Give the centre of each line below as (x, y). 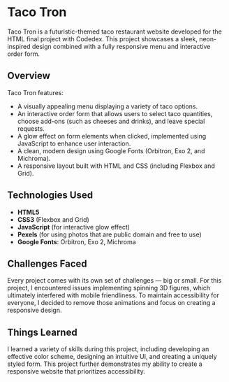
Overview (29, 76)
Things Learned (43, 332)
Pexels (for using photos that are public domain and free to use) (110, 234)
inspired (19, 46)
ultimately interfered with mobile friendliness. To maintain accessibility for (113, 295)
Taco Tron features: (36, 92)
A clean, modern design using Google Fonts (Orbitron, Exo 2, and (111, 150)
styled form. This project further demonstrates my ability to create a (105, 364)
